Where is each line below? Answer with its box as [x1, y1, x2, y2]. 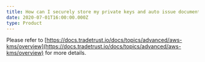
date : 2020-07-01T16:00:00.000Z [6, 14, 88, 20]
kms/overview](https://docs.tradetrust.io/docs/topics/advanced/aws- [6, 43, 181, 50]
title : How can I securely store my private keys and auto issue [6, 8, 176, 15]
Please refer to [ [6, 37, 47, 44]
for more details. [45, 49, 87, 57]
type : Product [6, 20, 43, 26]
